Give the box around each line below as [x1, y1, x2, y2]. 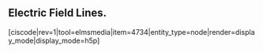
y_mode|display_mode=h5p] [8, 36, 100, 45]
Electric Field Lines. [8, 6, 107, 20]
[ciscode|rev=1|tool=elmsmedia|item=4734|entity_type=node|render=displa [8, 27, 255, 36]
